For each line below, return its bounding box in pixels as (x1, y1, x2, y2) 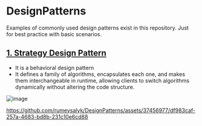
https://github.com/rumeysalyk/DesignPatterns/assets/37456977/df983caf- (6, 107, 195, 114)
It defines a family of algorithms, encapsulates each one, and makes (15, 71, 186, 78)
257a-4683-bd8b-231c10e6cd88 (6, 113, 88, 120)
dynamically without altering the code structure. (15, 83, 135, 90)
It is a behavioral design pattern (15, 64, 94, 71)
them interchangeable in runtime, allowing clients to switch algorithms (15, 77, 189, 84)
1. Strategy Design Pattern (6, 48, 107, 58)
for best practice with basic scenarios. (6, 30, 102, 37)
